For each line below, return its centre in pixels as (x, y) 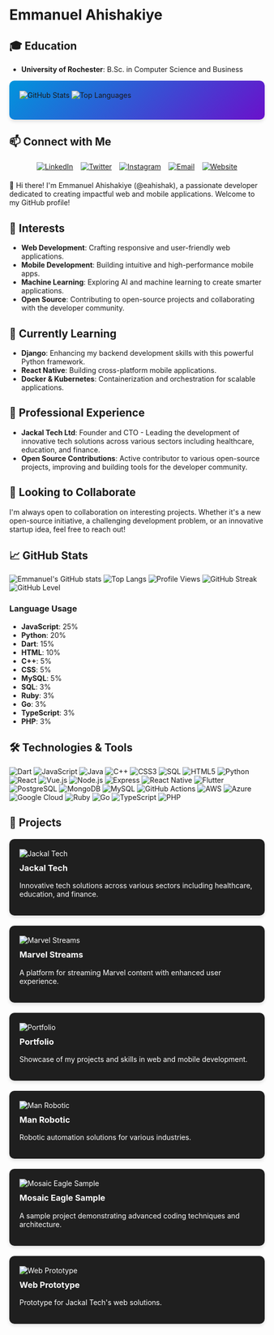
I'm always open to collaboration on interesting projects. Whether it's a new (135, 511)
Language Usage (43, 609)
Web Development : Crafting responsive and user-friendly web (125, 248)
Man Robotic (45, 1120)
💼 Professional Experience (77, 413)
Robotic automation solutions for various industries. (105, 1137)
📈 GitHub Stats (49, 556)
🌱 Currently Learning (63, 334)
